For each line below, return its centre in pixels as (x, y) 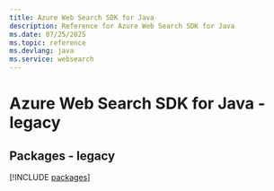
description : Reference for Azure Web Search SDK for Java (122, 26)
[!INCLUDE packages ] (50, 177)
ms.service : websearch (52, 59)
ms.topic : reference (48, 43)
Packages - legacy (62, 156)
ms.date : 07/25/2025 (48, 34)
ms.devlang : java (42, 51)
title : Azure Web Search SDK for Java (82, 17)
